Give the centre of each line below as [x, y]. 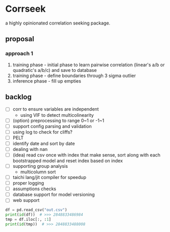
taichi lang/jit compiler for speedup [50, 177]
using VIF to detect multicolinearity [57, 115]
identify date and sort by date [44, 143]
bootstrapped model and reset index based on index [68, 161]
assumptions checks [34, 189]
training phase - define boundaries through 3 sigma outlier [74, 75]
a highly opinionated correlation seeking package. [58, 23]
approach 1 [19, 54]
